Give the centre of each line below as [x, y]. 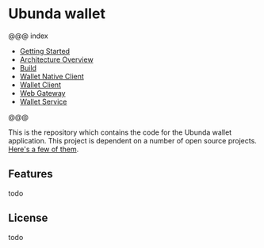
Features [31, 174]
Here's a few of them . [44, 149]
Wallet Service [43, 101]
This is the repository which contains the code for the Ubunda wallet [120, 132]
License [28, 218]
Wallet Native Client [52, 76]
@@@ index [29, 36]
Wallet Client [40, 85]
